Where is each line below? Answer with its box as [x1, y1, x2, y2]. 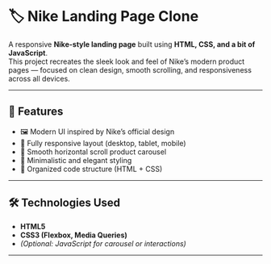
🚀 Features [8, 105, 64, 119]
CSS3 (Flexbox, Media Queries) [19, 230, 127, 240]
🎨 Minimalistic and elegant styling [19, 155, 132, 165]
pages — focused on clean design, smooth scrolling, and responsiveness [8, 65, 252, 74]
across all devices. [8, 73, 70, 83]
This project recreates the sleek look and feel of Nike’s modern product [8, 57, 245, 66]
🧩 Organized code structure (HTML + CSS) [19, 164, 163, 174]
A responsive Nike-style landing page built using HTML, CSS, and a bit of [8, 39, 256, 49]
